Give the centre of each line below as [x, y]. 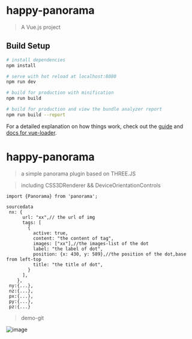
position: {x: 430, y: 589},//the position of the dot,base [109, 254]
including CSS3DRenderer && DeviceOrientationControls [91, 185]
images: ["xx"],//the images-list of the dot [91, 243]
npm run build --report [36, 115]
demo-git [32, 318]
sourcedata [20, 207]
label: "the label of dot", [68, 249]
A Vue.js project [41, 27]
